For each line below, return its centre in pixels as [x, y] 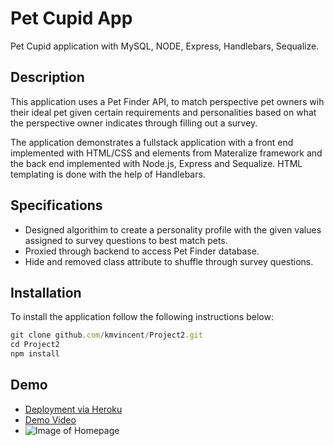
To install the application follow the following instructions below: [142, 317]
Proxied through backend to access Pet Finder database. [142, 251]
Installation [46, 292]
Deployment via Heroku [73, 409]
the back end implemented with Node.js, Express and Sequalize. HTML [156, 163]
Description [47, 77]
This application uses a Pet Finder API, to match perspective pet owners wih [167, 101]
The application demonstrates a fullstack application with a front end [152, 142]
